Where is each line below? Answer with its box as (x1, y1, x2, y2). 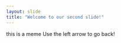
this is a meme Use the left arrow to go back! (6, 30, 115, 37)
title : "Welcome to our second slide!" (6, 14, 104, 20)
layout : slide (6, 8, 41, 15)
